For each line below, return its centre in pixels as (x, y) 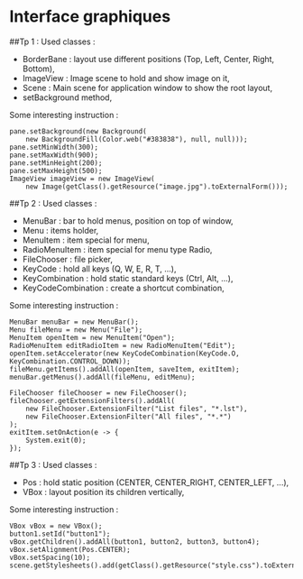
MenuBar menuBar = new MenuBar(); (74, 322)
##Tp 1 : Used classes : (53, 41)
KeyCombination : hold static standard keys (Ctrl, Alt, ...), (128, 278)
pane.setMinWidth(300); (54, 147)
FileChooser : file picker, (68, 259)
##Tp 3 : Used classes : (53, 464)
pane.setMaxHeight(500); (56, 170)
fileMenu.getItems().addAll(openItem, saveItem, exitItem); (125, 369)
